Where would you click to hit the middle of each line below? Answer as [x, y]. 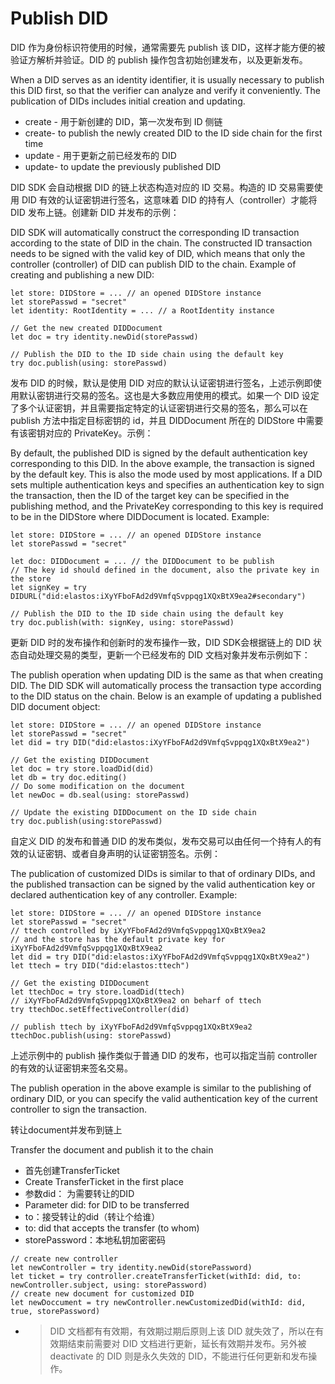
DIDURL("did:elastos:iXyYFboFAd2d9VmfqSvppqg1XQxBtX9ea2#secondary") [158, 596]
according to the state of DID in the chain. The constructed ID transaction [161, 243]
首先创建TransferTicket [72, 1170]
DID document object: [55, 706]
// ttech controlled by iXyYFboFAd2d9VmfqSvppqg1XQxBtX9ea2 [138, 930]
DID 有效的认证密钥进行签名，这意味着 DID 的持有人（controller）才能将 [169, 199]
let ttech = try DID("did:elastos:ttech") [100, 965]
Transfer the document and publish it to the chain [112, 1149]
